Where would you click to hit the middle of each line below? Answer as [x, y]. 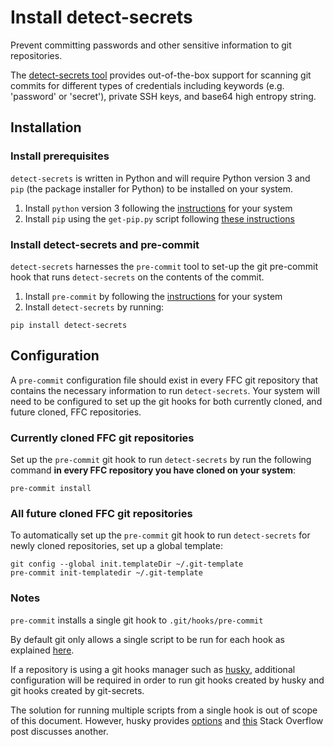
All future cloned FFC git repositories [101, 513]
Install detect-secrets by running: [94, 307]
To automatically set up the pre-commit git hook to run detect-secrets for [160, 535]
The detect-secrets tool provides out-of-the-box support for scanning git [161, 75]
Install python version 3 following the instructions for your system [158, 208]
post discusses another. [59, 731]
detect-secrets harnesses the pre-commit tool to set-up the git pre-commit [164, 266]
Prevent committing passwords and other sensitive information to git [151, 45]
